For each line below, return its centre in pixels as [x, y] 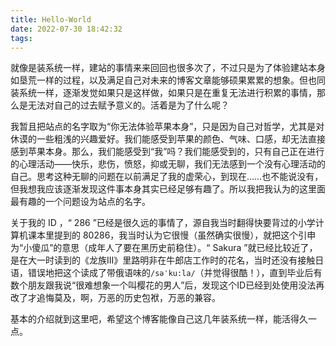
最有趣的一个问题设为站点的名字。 [80, 202]
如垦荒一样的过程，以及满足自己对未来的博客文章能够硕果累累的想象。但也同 [168, 80]
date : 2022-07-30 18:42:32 [66, 29]
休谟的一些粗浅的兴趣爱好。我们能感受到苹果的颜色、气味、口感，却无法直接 [168, 139]
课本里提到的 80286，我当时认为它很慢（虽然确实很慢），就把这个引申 [172, 235]
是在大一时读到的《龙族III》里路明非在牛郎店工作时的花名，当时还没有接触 [163, 260]
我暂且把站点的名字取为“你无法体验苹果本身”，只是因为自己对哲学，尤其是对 [167, 127]
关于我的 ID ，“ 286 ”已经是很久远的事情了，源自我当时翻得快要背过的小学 [163, 223]
